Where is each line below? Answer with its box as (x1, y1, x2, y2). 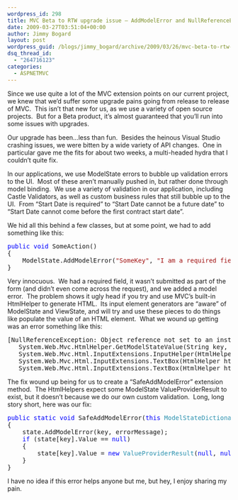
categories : (7, 63, 42, 70)
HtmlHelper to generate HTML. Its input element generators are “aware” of (7, 299, 227, 308)
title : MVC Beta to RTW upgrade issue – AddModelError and (7, 17, 186, 24)
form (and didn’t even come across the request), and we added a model (7, 284, 217, 293)
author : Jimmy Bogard (7, 30, 72, 38)
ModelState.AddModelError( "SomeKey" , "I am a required (22, 256, 217, 265)
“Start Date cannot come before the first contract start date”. (7, 207, 184, 216)
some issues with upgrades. (7, 119, 90, 128)
